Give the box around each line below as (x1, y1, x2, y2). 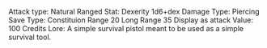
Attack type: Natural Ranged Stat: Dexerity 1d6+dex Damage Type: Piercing (8, 7, 261, 16)
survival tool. (8, 32, 52, 42)
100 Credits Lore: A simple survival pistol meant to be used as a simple (8, 24, 244, 33)
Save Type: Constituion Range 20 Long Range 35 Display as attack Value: (8, 15, 253, 25)
